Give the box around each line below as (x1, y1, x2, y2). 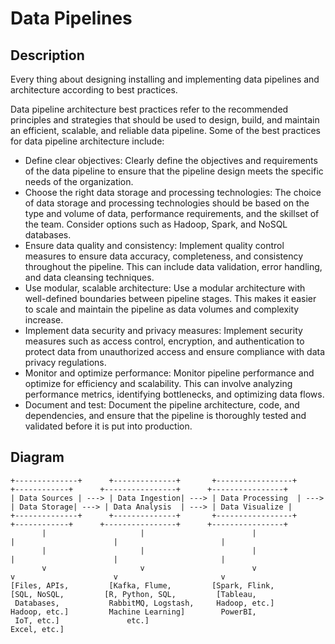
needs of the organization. (24, 176, 134, 187)
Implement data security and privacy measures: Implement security (24, 325, 303, 336)
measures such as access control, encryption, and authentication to (24, 335, 305, 347)
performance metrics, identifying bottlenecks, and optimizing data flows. (24, 388, 325, 400)
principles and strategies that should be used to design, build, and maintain (10, 114, 320, 126)
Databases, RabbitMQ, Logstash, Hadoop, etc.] (14, 598, 275, 608)
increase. (24, 314, 64, 326)
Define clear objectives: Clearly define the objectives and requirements (24, 155, 318, 166)
